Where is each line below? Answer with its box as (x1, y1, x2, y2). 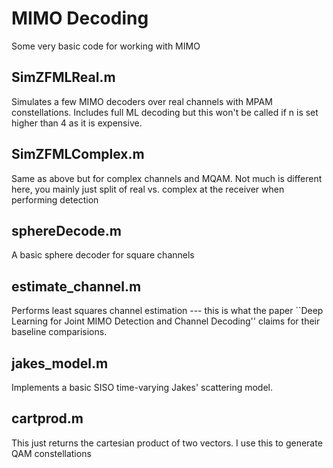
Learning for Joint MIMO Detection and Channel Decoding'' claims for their (11, 315, 321, 327)
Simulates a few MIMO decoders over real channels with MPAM (11, 95, 273, 107)
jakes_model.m (11, 355, 109, 372)
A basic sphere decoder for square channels (11, 249, 195, 261)
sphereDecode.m (11, 222, 122, 239)
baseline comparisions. (11, 326, 108, 338)
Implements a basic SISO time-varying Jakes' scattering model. (11, 382, 273, 393)
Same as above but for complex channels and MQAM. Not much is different (11, 172, 323, 184)
